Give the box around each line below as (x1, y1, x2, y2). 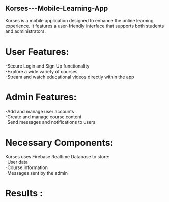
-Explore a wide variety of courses (5, 68, 78, 74)
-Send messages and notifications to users (5, 119, 96, 125)
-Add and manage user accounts (5, 108, 74, 114)
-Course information (5, 164, 48, 171)
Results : (5, 187, 43, 199)
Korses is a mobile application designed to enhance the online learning (5, 17, 154, 23)
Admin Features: (5, 91, 77, 103)
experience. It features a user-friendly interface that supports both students (5, 23, 164, 29)
